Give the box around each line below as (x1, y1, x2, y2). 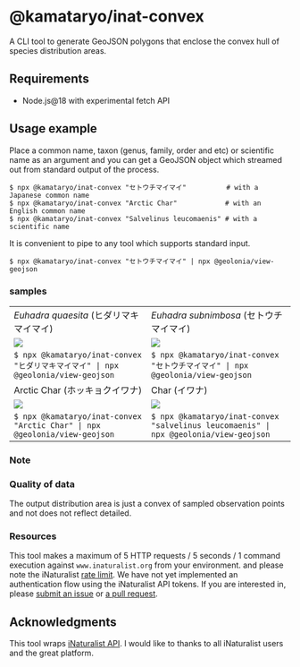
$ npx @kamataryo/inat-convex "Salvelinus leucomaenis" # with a (9, 214, 257, 223)
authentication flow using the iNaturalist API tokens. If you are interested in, (9, 579, 287, 590)
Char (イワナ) (151, 383, 208, 396)
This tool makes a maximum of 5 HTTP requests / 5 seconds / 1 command (9, 551, 281, 561)
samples (9, 285, 47, 297)
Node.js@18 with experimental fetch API (21, 95, 171, 106)
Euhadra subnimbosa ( (151, 309, 247, 321)
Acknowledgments (9, 614, 118, 629)
